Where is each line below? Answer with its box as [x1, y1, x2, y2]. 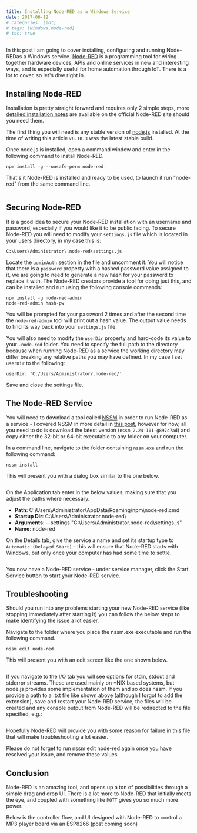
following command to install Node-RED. [6, 152, 104, 159]
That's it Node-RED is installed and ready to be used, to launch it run [6, 174, 172, 181]
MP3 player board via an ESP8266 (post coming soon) [6, 820, 138, 828]
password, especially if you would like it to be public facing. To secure [6, 224, 176, 232]
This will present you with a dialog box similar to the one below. [6, 472, 159, 479]
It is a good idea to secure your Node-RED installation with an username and [6, 218, 191, 225]
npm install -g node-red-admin [6, 295, 83, 301]
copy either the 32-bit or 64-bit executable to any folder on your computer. [6, 432, 188, 439]
